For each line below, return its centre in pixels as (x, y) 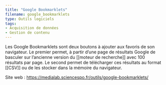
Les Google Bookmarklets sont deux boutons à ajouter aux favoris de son (80, 47)
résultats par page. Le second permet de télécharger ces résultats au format (83, 63)
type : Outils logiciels (30, 19)
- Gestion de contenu (28, 33)
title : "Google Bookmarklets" (36, 10)
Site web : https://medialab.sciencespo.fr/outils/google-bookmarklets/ (77, 77)
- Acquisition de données (32, 28)
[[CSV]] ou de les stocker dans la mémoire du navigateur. (64, 68)
